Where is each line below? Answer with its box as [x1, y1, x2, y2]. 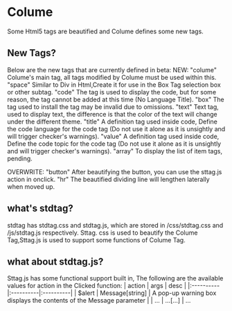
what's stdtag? [7, 203, 74, 215]
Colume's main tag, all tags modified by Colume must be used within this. [7, 73, 217, 81]
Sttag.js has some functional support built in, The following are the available [7, 274, 224, 283]
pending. [7, 154, 33, 162]
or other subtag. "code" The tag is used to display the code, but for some [7, 87, 217, 96]
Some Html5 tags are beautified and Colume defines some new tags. [7, 27, 204, 35]
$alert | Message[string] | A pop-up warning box [78, 289, 217, 297]
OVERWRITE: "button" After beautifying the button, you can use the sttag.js [7, 167, 222, 176]
